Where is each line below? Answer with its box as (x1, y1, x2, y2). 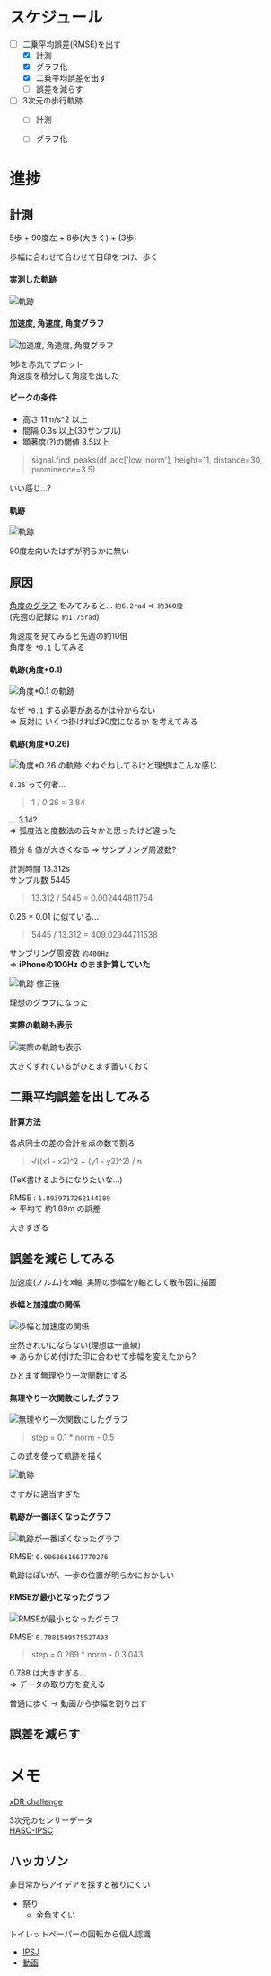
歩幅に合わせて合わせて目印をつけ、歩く (9, 252, 159, 263)
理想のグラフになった (9, 997, 88, 1008)
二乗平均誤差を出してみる (9, 1090, 151, 1105)
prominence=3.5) (31, 464, 96, 475)
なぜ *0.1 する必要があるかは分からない (9, 705, 155, 715)
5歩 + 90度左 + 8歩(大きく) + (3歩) (9, 232, 137, 243)
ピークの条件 (9, 392, 57, 403)
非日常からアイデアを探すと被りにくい (9, 1879, 151, 1890)
